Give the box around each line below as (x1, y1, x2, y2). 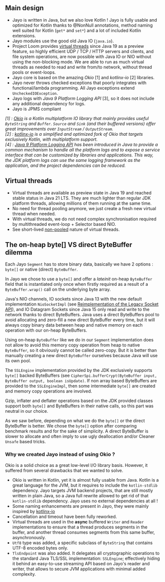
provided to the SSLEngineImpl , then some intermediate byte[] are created (5, 383, 156, 389)
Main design (5, 4, 44, 12)
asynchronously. (12, 534, 46, 540)
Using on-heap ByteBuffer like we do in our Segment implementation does (5, 337, 154, 343)
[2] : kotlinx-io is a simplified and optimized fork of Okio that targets (5, 131, 143, 137)
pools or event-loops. (12, 69, 56, 75)
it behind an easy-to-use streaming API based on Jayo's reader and (12, 560, 150, 566)
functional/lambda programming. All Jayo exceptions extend (12, 85, 135, 91)
